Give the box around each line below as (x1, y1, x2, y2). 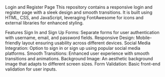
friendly (5, 40, 21, 46)
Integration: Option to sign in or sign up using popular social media (5, 45, 141, 51)
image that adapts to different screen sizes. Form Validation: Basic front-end (5, 61, 161, 67)
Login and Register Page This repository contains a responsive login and (5, 4, 153, 10)
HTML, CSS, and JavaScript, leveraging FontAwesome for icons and (5, 15, 144, 20)
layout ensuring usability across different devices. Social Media (22, 40, 151, 46)
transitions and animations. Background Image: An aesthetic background (5, 56, 153, 61)
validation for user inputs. (5, 66, 57, 72)
